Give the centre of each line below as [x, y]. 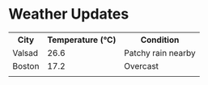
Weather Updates [69, 14]
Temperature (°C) [82, 40]
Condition [160, 40]
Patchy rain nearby [160, 53]
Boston [26, 66]
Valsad [25, 53]
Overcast [142, 66]
